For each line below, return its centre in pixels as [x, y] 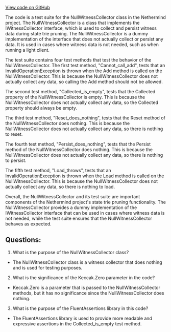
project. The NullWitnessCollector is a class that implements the [72, 23]
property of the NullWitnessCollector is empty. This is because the [75, 97]
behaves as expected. [29, 224]
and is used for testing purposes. [47, 267]
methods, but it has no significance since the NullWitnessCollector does [88, 293]
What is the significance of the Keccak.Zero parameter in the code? [84, 277]
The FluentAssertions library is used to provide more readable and [82, 318]
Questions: [23, 240]
